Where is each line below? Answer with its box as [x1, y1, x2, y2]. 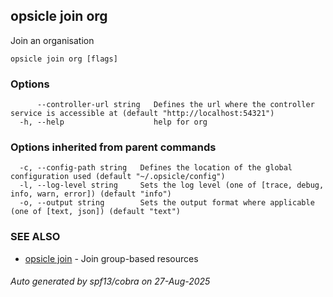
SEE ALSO [10, 230, 61, 244]
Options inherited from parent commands [10, 140, 217, 154]
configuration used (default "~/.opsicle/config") [10, 172, 226, 182]
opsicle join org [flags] [10, 54, 118, 64]
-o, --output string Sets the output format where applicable [19, 198, 315, 208]
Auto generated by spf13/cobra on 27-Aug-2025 [10, 275, 211, 288]
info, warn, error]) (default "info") [10, 189, 172, 199]
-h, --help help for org [19, 117, 208, 128]
